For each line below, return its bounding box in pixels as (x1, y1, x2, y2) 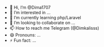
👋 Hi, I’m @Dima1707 (9, 5, 51, 10)
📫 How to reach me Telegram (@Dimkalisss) (9, 25, 99, 31)
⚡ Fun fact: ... (9, 37, 36, 43)
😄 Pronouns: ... (9, 32, 41, 38)
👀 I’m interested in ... (9, 10, 51, 15)
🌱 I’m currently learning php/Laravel (9, 15, 81, 20)
